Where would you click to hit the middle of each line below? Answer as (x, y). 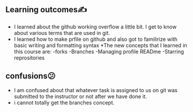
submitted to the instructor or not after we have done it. (80, 96)
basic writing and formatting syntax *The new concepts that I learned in (100, 45)
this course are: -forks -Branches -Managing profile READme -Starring (99, 51)
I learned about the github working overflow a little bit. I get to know (95, 27)
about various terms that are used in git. (62, 33)
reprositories (29, 58)
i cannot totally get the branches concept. (64, 102)
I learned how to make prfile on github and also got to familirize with (96, 39)
